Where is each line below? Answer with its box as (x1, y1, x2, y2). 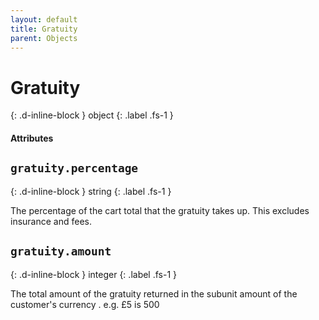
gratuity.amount (10, 244, 112, 259)
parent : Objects (10, 33, 78, 43)
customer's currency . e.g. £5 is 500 (10, 298, 160, 310)
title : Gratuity (10, 24, 78, 34)
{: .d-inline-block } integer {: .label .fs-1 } (10, 268, 178, 280)
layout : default (10, 14, 78, 25)
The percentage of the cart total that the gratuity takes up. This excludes (10, 204, 310, 216)
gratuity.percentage (10, 161, 139, 176)
